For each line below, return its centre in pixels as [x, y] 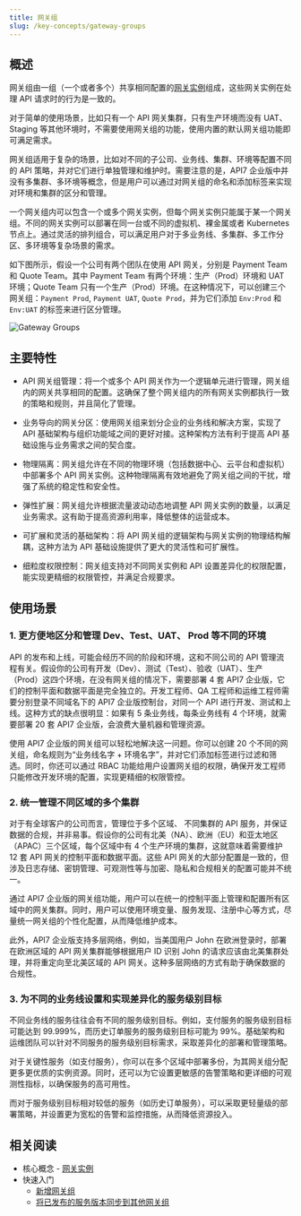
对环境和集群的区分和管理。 [60, 193]
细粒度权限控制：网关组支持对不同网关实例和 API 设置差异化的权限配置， [156, 566]
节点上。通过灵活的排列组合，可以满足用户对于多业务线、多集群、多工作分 [146, 235]
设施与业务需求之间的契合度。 [85, 445]
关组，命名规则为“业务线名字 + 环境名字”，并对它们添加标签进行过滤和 [139, 755]
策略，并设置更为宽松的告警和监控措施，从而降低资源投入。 [127, 1114]
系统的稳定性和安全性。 [82, 487]
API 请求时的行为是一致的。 [70, 99]
